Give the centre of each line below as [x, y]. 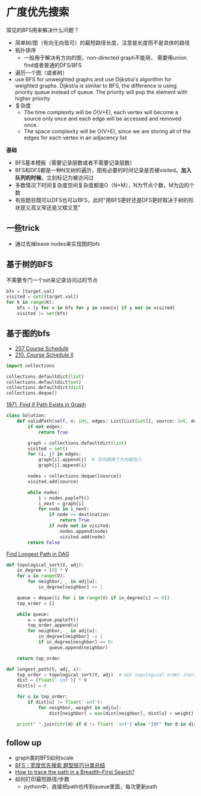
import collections [31, 365]
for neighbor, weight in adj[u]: [80, 707]
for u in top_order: [42, 697]
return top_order [39, 658]
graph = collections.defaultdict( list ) [77, 443]
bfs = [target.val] [31, 291]
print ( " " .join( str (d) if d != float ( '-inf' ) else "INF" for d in [101, 724]
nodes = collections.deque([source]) [74, 476]
